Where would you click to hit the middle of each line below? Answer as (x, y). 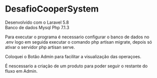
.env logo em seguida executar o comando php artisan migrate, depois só (78, 42)
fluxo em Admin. (21, 71)
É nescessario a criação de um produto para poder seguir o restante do (76, 66)
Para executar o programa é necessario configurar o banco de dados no (77, 37)
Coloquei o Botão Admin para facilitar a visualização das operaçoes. (73, 56)
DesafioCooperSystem (52, 9)
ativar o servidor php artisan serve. (40, 47)
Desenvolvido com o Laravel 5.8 (37, 22)
